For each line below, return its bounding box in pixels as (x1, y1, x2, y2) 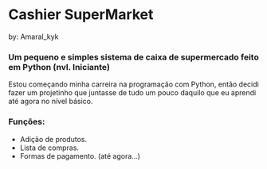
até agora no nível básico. (8, 97, 93, 106)
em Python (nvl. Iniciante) (8, 61, 110, 72)
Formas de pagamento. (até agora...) (19, 151, 141, 160)
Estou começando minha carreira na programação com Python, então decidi (8, 79, 259, 89)
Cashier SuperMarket (8, 6, 154, 24)
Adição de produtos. (19, 134, 88, 144)
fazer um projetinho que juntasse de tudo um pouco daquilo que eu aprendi (8, 88, 257, 98)
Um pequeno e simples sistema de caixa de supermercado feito (8, 52, 259, 63)
